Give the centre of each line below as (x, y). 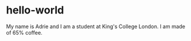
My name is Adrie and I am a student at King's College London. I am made (96, 26)
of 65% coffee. (24, 32)
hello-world (35, 10)
